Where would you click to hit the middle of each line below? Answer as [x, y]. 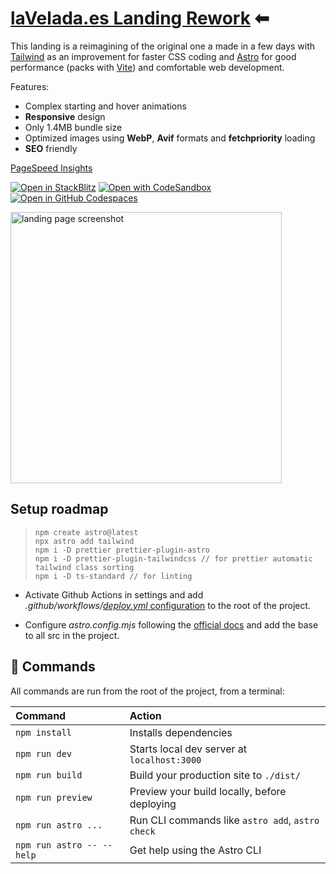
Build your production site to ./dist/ [215, 775]
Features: [30, 86]
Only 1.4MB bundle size [73, 127]
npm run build [49, 775]
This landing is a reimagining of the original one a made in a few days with [163, 46]
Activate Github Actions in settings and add [114, 594]
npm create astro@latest [86, 532]
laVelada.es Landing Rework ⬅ [140, 18]
